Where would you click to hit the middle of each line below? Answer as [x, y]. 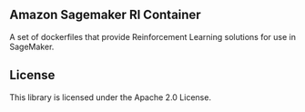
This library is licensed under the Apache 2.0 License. [111, 97]
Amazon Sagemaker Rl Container [106, 15]
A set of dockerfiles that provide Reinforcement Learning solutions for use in [152, 36]
